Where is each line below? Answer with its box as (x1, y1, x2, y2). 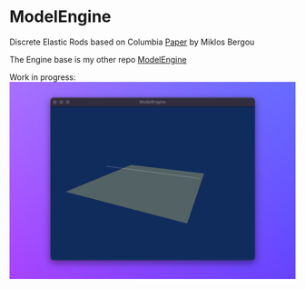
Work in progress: (9, 71, 76, 83)
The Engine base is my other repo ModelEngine (9, 54, 188, 65)
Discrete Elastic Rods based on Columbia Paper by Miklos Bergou (9, 36, 255, 47)
